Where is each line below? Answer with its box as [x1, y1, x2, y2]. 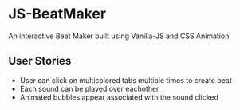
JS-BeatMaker [8, 5, 106, 23]
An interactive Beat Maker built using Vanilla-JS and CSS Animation [8, 31, 230, 41]
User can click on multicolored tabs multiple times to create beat [19, 75, 233, 84]
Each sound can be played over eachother [19, 84, 159, 93]
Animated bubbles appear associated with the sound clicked [19, 92, 219, 102]
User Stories [8, 54, 72, 68]
